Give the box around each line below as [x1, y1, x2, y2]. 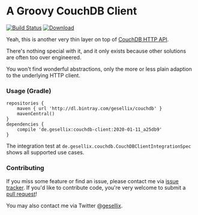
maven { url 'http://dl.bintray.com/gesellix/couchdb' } [17, 106, 163, 112]
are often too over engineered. [6, 53, 82, 61]
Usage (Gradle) [6, 86, 52, 95]
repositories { [6, 100, 44, 106]
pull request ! [6, 190, 37, 198]
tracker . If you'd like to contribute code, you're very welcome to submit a [6, 184, 186, 191]
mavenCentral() [17, 111, 55, 117]
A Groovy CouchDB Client [6, 4, 137, 18]
